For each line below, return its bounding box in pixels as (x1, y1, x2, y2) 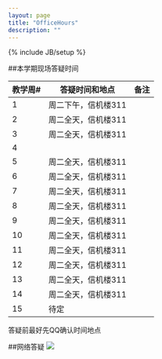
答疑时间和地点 (59, 84, 115, 95)
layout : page (8, 11, 51, 20)
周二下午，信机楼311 (48, 100, 127, 111)
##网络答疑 (8, 343, 45, 352)
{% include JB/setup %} (8, 48, 86, 57)
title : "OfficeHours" (8, 19, 79, 27)
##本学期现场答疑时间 (8, 64, 79, 73)
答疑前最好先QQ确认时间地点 (8, 325, 102, 335)
